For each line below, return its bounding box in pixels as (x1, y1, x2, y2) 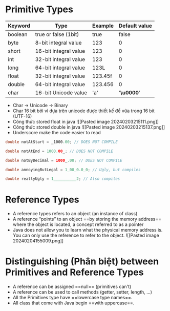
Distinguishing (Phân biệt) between (5, 256, 159, 267)
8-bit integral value (35, 39, 82, 46)
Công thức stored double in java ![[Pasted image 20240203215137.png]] (12, 124, 165, 130)
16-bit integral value (35, 47, 86, 54)
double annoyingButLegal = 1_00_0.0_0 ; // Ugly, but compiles (5, 167, 141, 172)
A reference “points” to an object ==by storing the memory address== (12, 216, 162, 222)
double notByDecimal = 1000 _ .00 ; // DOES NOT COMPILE (5, 158, 123, 163)
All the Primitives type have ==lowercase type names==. (12, 295, 133, 301)
